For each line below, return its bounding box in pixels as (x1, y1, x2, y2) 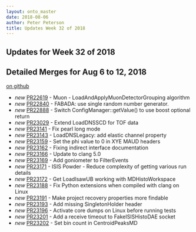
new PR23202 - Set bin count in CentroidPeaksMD (14, 220, 138, 227)
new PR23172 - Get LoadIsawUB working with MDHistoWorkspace (14, 175, 176, 183)
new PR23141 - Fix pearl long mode (14, 125, 101, 133)
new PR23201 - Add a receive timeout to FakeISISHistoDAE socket (14, 213, 175, 220)
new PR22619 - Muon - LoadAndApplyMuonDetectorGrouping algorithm (14, 94, 190, 101)
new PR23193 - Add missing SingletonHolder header (14, 201, 142, 208)
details (14, 169, 31, 177)
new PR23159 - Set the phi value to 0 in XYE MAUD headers (14, 138, 161, 145)
